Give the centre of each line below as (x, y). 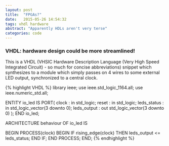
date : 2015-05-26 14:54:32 (36, 19)
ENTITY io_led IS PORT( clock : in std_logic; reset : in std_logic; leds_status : (85, 103)
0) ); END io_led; (22, 113)
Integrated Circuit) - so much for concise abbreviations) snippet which (78, 67)
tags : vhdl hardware (27, 24)
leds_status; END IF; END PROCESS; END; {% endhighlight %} (70, 138)
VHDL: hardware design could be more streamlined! (70, 51)
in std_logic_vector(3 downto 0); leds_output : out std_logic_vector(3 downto (85, 108)
